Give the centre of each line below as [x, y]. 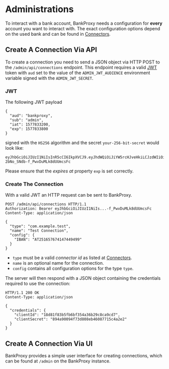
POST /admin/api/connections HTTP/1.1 [46, 204]
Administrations [39, 9]
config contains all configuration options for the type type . [73, 269]
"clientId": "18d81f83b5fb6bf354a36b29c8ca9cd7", [67, 315]
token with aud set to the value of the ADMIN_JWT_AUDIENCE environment [78, 73]
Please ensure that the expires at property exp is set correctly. [69, 171]
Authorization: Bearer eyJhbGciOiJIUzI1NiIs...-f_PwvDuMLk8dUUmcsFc [78, 209]
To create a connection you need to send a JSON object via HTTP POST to [82, 62]
